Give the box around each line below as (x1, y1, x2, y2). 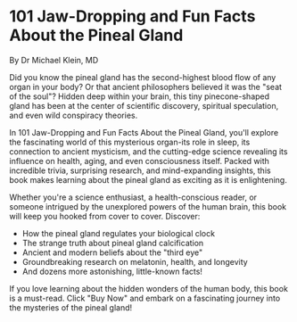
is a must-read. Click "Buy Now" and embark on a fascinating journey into (9, 293, 281, 303)
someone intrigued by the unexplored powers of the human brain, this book (9, 201, 287, 211)
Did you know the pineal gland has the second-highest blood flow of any (9, 71, 276, 82)
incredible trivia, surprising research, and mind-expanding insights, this (9, 165, 271, 176)
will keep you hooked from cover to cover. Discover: (9, 211, 201, 221)
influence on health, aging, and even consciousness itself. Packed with (9, 155, 270, 166)
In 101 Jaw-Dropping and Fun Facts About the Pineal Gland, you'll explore (9, 127, 279, 137)
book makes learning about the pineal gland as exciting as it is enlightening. (9, 174, 287, 185)
